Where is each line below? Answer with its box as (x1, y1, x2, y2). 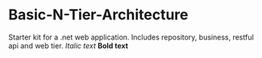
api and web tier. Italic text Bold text (8, 40, 129, 50)
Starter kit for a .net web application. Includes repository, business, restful (8, 32, 254, 42)
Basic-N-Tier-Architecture (8, 6, 189, 24)
